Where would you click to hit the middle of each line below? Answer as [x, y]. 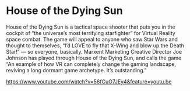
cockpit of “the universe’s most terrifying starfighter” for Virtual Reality [91, 33]
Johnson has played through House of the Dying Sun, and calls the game [94, 58]
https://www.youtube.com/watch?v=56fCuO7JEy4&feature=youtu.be [89, 81]
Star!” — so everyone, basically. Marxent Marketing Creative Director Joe [94, 51]
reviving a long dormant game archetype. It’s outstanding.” [76, 70]
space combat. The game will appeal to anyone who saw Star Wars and [92, 39]
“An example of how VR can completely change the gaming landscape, [91, 64]
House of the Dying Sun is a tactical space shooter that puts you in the [91, 27]
